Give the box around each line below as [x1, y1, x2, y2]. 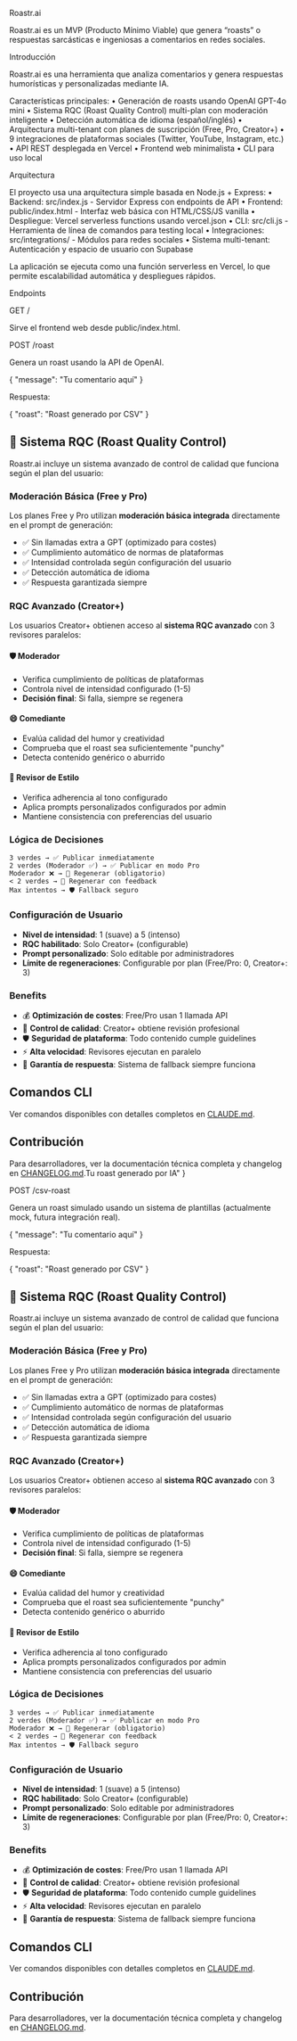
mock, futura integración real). [9, 1212, 121, 1222]
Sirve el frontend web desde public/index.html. [9, 323, 181, 333]
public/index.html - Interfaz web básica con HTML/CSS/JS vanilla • [9, 206, 256, 217]
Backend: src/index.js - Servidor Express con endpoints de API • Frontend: [9, 196, 284, 207]
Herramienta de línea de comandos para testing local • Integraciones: [9, 225, 265, 235]
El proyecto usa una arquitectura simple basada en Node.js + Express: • [9, 187, 273, 197]
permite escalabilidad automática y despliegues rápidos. [9, 271, 216, 281]
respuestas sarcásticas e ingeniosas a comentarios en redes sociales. [9, 35, 266, 45]
